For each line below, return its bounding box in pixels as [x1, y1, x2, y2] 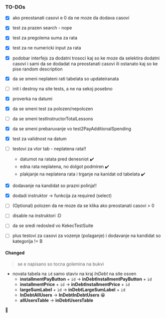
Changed [5, 250, 25, 256]
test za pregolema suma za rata [12, 35, 78, 41]
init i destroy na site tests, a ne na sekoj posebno [12, 85, 113, 91]
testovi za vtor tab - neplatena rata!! [12, 146, 86, 152]
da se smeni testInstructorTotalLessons [12, 115, 93, 121]
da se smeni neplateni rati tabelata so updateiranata [12, 75, 119, 81]
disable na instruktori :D [12, 212, 61, 218]
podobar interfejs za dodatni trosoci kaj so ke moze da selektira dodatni [12, 55, 160, 61]
